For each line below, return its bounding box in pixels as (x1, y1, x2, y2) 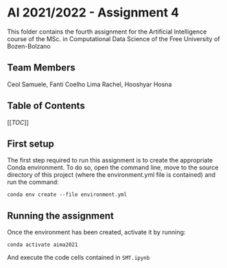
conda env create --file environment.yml (7, 191, 128, 198)
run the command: (7, 178, 60, 186)
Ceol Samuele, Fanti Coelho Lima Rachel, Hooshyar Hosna (7, 80, 172, 88)
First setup (7, 138, 55, 149)
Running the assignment (7, 210, 115, 221)
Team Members (7, 62, 75, 73)
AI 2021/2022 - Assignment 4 (7, 5, 180, 21)
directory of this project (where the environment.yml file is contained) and (7, 171, 216, 179)
